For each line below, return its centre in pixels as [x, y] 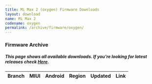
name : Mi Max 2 [21, 19]
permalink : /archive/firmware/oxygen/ [44, 28]
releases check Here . [27, 62]
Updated [101, 76]
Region [77, 76]
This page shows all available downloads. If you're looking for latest [76, 56]
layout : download [23, 14]
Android [55, 76]
